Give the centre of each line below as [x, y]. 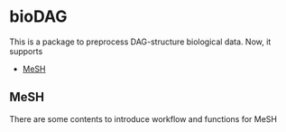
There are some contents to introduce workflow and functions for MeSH [143, 118]
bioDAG [38, 17]
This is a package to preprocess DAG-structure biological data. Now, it [140, 42]
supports [26, 51]
